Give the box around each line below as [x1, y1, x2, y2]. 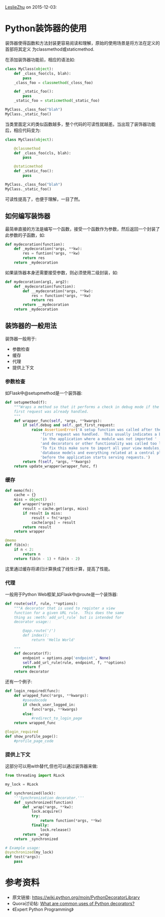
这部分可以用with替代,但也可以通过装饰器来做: [5, 763, 98, 769]
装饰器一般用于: [5, 335, 37, 341]
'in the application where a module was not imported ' [40, 437, 157, 442]
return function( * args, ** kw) [40, 818, 102, 823]
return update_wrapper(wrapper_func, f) [14, 464, 98, 469]
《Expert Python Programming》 [12, 906, 74, 912]
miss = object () [14, 497, 48, 502]
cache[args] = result [31, 520, 76, 525]
